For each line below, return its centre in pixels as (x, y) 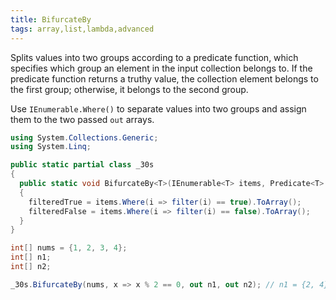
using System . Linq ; (51, 147)
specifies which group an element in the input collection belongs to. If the (161, 68)
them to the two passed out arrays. (82, 119)
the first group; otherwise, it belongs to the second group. (129, 89)
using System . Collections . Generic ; (84, 137)
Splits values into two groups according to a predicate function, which (154, 57)
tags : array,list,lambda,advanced (82, 29)
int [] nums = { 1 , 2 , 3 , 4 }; (69, 248)
